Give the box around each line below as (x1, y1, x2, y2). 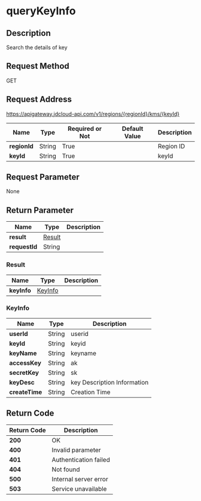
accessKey (9, 359, 42, 367)
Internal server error (51, 475, 109, 483)
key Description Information (71, 378, 149, 386)
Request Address (6, 94, 72, 105)
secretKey (9, 368, 39, 377)
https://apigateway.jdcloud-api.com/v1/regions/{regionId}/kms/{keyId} (6, 110, 180, 117)
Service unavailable (51, 484, 107, 493)
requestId (9, 243, 38, 251)
